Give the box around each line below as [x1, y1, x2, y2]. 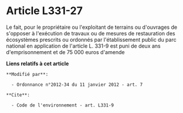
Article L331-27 [6, 4, 83, 18]
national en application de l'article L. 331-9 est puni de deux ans [6, 42, 161, 49]
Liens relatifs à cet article [6, 60, 69, 67]
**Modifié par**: [6, 71, 49, 77]
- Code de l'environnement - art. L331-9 [11, 102, 114, 108]
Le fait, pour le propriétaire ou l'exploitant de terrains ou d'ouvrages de [6, 24, 178, 31]
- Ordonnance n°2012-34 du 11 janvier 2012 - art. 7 [11, 81, 143, 88]
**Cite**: [6, 92, 30, 98]
